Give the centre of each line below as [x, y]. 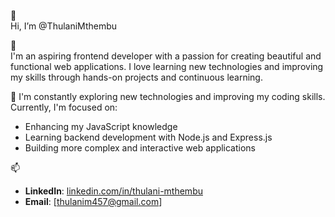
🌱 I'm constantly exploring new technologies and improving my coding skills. [168, 96]
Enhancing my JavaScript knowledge [101, 126]
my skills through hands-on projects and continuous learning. [136, 77]
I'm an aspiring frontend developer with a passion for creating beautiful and [166, 56]
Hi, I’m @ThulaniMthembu [64, 26]
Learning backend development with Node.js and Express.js [148, 137]
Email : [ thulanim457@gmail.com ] [93, 201]
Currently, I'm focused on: [64, 107]
